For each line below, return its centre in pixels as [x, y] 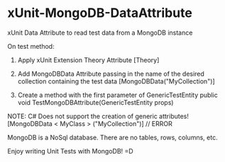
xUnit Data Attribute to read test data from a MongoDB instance [100, 33]
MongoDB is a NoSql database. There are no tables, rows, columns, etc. [112, 137]
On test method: [31, 46]
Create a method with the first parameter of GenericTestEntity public [117, 95]
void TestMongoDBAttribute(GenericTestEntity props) [95, 102]
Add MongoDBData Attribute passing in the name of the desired [111, 74]
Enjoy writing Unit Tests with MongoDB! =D [70, 151]
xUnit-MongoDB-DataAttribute [100, 13]
